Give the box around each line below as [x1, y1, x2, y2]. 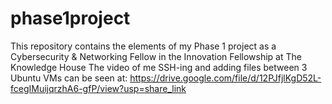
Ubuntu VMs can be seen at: [10, 72, 128, 84]
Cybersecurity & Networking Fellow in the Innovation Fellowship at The [10, 50, 302, 62]
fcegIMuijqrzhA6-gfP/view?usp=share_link [10, 82, 187, 94]
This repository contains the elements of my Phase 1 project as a [10, 40, 277, 52]
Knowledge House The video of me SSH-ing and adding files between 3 [10, 61, 308, 73]
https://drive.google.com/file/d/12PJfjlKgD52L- [129, 72, 322, 84]
